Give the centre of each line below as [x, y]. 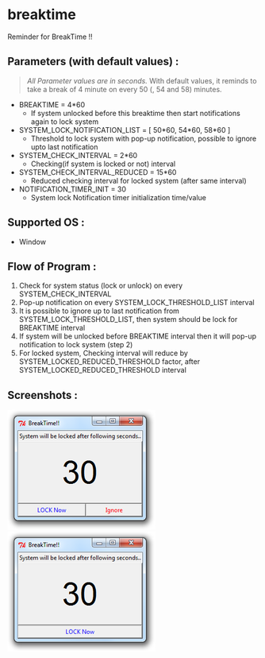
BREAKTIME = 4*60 [52, 104]
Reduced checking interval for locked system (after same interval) [138, 180]
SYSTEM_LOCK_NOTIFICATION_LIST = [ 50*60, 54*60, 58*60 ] [125, 130]
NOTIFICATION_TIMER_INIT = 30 [72, 189]
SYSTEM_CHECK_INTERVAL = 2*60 [78, 155]
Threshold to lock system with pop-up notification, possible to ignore [144, 138]
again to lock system [65, 122]
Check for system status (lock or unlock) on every [101, 286]
